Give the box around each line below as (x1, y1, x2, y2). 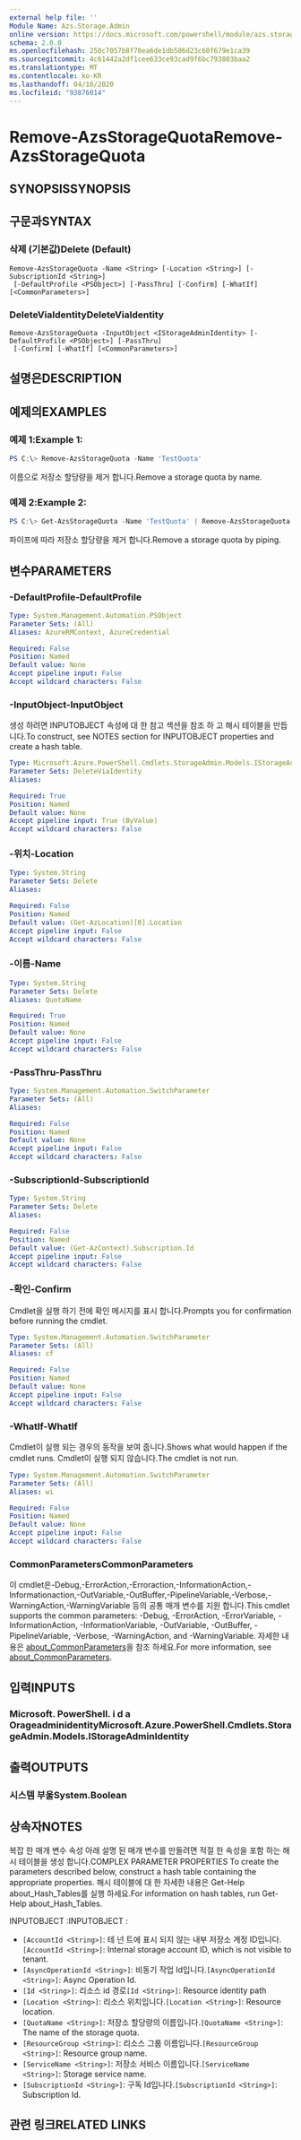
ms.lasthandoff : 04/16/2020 (9, 80, 115, 89)
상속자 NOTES (9, 1819, 83, 1834)
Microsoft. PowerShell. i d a (9, 1707, 132, 1720)
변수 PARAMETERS (9, 563, 112, 578)
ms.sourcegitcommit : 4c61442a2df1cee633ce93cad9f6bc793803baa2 (9, 55, 251, 64)
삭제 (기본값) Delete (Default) (9, 243, 132, 256)
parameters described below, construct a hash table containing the (9, 1866, 257, 1876)
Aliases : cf (9, 1349, 54, 1358)
